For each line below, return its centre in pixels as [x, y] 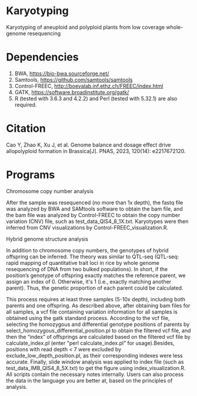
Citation [26, 129]
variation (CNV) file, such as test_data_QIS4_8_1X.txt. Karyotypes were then [97, 221]
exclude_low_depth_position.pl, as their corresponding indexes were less [95, 355]
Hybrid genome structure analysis [47, 239]
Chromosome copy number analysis [50, 191]
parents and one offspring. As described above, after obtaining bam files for [98, 305]
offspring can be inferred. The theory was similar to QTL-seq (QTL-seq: [93, 257]
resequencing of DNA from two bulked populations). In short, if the [87, 269]
